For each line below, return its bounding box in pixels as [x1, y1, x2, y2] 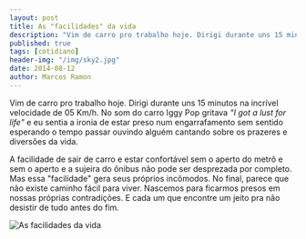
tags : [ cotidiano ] [9, 47, 79, 56]
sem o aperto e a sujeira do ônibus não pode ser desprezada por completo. [9, 163, 293, 174]
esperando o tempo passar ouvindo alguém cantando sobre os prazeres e [9, 126, 288, 137]
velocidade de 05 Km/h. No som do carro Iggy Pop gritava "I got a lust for [9, 106, 287, 118]
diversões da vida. [9, 135, 79, 146]
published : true [9, 38, 71, 48]
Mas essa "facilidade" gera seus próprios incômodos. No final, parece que [9, 173, 290, 184]
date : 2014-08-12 [9, 65, 76, 74]
